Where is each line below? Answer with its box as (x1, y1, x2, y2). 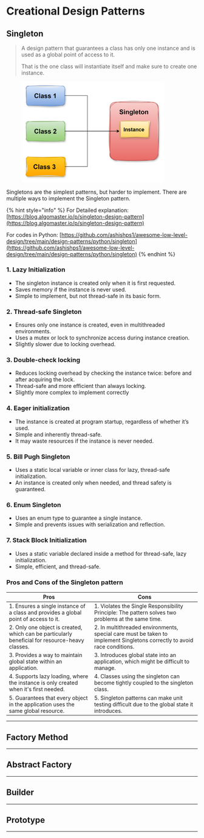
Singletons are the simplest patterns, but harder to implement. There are (6, 188, 187, 196)
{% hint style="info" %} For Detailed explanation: (6, 206, 129, 214)
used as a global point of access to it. (21, 51, 115, 58)
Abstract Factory (6, 760, 72, 770)
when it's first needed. (8, 686, 65, 693)
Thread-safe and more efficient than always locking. (15, 383, 146, 390)
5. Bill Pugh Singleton (6, 452, 70, 461)
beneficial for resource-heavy (8, 636, 84, 644)
